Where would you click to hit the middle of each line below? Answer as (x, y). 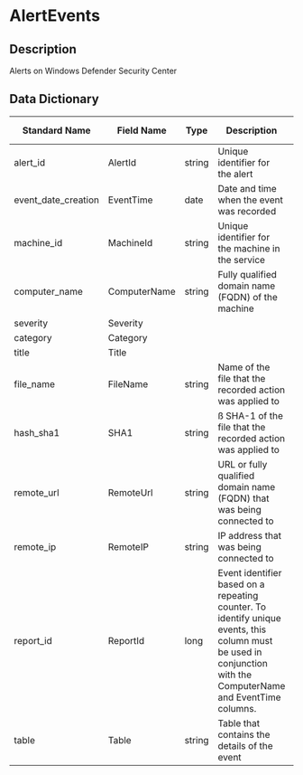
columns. (237, 708)
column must (245, 640)
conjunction (243, 663)
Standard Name (57, 130)
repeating (238, 595)
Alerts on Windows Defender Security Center (93, 71)
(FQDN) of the (248, 297)
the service (242, 260)
